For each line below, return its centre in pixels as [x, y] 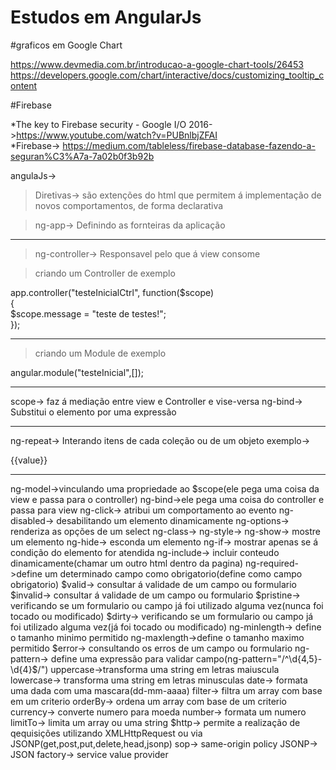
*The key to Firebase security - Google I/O [98, 124]
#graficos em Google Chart [66, 45]
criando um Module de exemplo [100, 353]
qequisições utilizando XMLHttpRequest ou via [106, 733]
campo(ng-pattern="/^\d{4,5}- [259, 658]
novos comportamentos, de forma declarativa [129, 205]
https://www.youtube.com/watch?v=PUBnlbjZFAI [117, 135]
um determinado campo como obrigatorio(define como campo [173, 573]
